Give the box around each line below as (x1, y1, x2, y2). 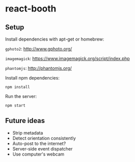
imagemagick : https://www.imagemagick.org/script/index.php (5, 55, 130, 61)
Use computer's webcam (12, 151, 64, 157)
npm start (5, 103, 26, 108)
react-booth (5, 3, 56, 14)
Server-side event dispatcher (12, 145, 73, 151)
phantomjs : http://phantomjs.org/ (5, 65, 72, 71)
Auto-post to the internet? (12, 140, 66, 146)
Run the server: (5, 93, 37, 99)
